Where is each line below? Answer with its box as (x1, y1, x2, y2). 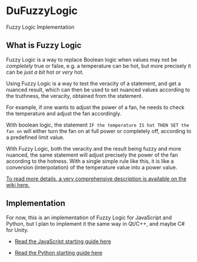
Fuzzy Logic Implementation (6, 23, 75, 30)
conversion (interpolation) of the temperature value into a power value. (6, 164, 178, 171)
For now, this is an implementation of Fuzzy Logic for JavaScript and (6, 214, 172, 221)
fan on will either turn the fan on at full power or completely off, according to (6, 127, 192, 134)
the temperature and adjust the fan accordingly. (6, 110, 122, 117)
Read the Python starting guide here (14, 249, 103, 256)
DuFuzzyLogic (6, 4, 78, 18)
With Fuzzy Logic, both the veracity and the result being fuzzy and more (6, 145, 181, 152)
